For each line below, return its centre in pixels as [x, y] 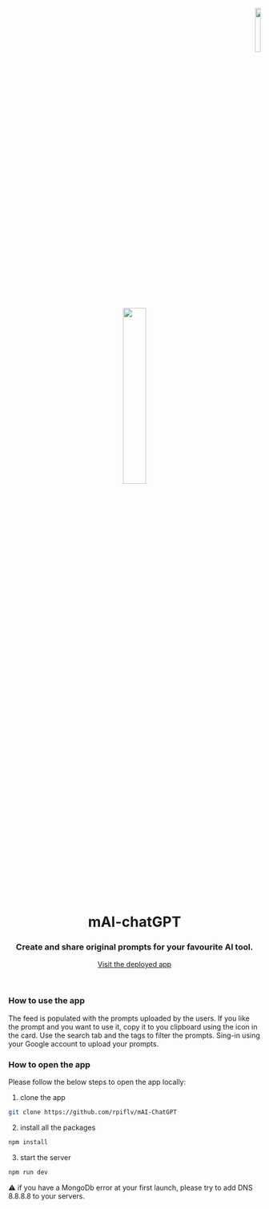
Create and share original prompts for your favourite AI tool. [134, 947]
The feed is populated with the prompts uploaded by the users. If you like [129, 1018]
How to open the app [49, 1064]
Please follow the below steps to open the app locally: [97, 1082]
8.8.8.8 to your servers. [47, 1196]
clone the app [42, 1098]
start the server [45, 1157]
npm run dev [28, 1172]
